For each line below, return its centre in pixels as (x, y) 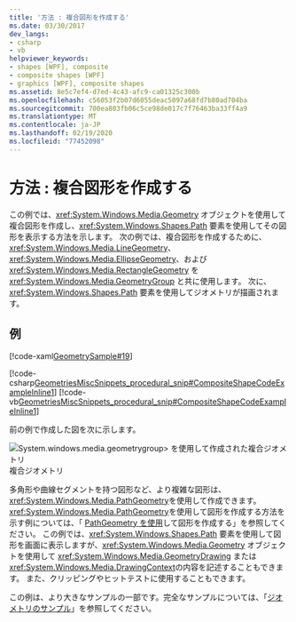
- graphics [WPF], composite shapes (77, 84)
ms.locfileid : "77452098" (57, 141)
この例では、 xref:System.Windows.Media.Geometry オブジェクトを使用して (148, 214)
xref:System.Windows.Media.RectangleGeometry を (104, 270)
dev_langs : (29, 34)
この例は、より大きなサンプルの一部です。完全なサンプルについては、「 (138, 597)
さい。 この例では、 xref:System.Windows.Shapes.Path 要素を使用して (145, 533)
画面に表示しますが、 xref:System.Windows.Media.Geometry (135, 545)
